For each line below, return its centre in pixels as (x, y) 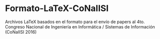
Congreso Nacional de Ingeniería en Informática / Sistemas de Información (80, 26)
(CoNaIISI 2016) (21, 32)
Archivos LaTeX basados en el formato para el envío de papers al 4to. (75, 22)
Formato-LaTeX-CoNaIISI (57, 8)
